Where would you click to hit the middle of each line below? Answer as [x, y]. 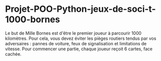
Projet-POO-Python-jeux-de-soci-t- [80, 9]
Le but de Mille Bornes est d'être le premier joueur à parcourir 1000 [73, 33]
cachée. [13, 54]
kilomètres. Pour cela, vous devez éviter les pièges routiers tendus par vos [81, 38]
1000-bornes [33, 19]
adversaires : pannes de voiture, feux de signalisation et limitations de [76, 43]
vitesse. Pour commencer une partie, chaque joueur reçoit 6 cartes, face [79, 49]
